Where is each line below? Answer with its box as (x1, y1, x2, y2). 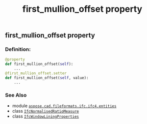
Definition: (5, 46, 31, 53)
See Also (5, 92, 27, 98)
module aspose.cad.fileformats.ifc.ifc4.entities (12, 103, 117, 109)
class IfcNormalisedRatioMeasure (12, 108, 79, 114)
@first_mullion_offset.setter (5, 71, 67, 76)
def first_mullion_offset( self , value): (5, 75, 89, 80)
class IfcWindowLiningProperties (12, 113, 79, 119)
